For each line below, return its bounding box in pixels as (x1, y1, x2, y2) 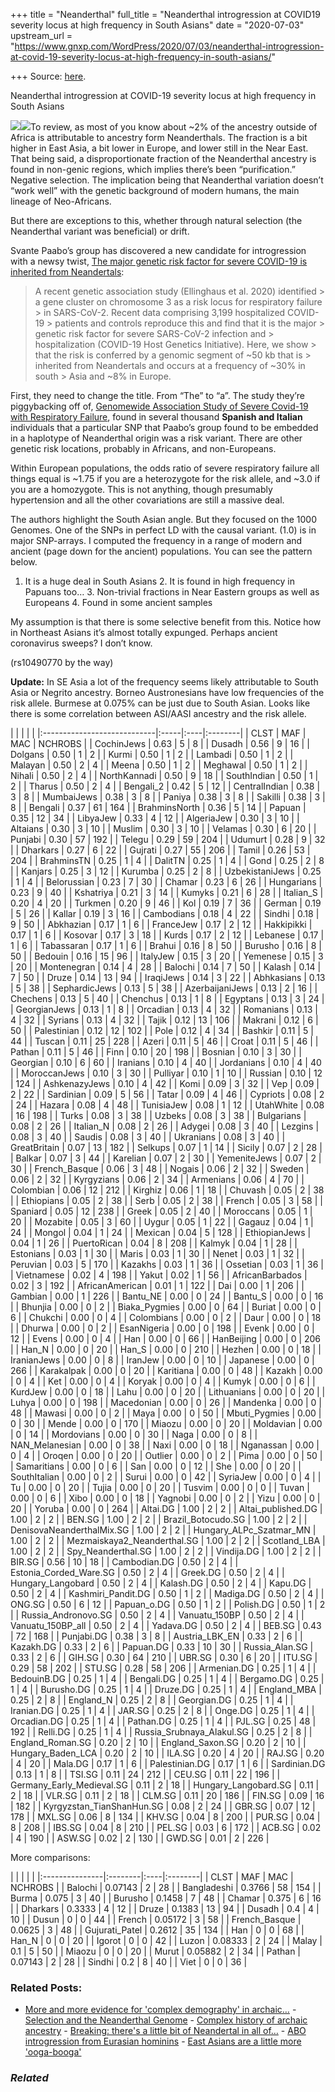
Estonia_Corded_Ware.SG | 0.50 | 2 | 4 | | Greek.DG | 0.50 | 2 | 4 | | (10, 1567, 285, 1578)
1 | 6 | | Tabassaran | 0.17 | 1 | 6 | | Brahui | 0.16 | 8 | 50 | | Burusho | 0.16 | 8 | (10, 940, 322, 951)
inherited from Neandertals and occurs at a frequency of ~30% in (34, 360, 306, 371)
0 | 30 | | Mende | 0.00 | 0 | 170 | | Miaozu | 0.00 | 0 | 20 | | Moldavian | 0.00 (10, 1418, 323, 1429)
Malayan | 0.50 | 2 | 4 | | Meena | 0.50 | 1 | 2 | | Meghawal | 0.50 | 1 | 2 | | (10, 759, 308, 771)
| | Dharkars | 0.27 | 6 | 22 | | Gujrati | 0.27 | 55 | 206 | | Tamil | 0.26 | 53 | (10, 844, 311, 856)
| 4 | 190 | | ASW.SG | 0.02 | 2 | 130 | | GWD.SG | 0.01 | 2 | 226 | (10, 1832, 270, 1844)
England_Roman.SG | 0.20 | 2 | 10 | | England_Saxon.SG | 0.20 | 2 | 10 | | (10, 1737, 307, 1748)
